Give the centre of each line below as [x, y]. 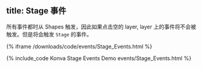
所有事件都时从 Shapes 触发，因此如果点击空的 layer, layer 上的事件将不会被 [101, 27]
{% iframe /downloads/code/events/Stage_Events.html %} [79, 46]
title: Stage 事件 [36, 11]
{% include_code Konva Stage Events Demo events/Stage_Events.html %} [99, 58]
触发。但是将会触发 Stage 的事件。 [49, 34]
